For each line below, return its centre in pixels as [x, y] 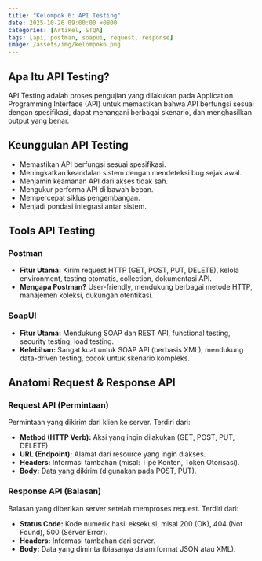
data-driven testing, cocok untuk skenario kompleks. [105, 358]
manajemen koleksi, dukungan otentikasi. [86, 295]
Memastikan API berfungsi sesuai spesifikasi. [93, 164]
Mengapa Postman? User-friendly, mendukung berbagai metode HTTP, [136, 287]
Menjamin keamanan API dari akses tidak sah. [94, 181]
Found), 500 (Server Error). [64, 532]
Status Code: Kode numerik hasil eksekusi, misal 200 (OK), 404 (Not [131, 523]
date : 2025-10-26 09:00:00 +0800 [63, 23]
